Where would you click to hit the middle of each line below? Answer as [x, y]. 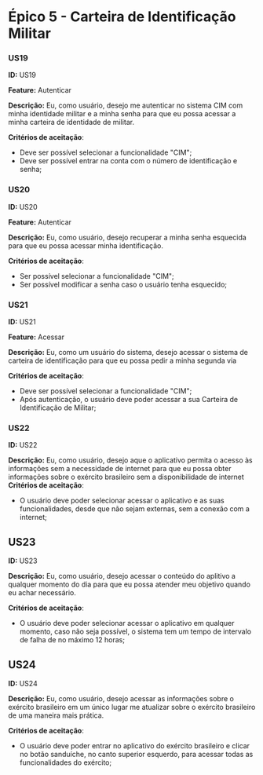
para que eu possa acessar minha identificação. [86, 245]
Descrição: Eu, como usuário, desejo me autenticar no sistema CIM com [126, 105]
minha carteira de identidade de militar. [71, 122]
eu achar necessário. [42, 593]
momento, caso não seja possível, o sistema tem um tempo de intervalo [135, 631]
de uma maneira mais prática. [56, 715]
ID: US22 [23, 445]
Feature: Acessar [37, 337]
